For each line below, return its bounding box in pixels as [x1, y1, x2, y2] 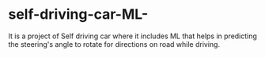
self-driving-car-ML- [8, 5, 149, 23]
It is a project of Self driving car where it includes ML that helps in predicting [8, 31, 257, 41]
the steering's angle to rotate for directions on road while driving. [8, 39, 220, 48]
